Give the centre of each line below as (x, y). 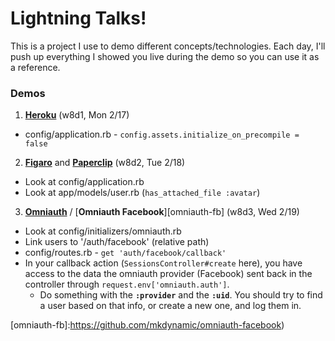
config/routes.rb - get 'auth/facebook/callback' (125, 253)
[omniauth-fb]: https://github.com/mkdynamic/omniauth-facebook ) (147, 325)
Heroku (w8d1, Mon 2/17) (77, 115)
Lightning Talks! (78, 18)
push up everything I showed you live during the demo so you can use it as (165, 56)
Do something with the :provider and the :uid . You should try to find (181, 295)
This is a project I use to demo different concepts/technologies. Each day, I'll (168, 46)
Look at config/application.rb (84, 182)
